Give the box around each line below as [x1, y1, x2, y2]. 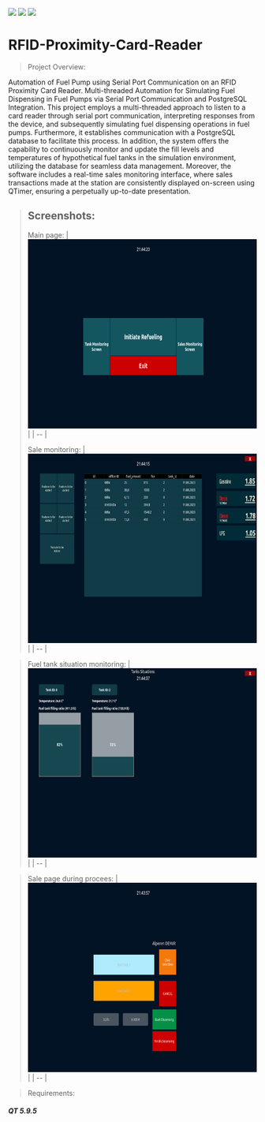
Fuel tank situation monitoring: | [27, 659, 131, 668]
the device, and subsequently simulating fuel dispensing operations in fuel [8, 119, 250, 129]
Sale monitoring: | [27, 444, 85, 454]
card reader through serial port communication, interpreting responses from [8, 110, 255, 120]
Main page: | [27, 230, 69, 240]
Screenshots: [27, 209, 96, 223]
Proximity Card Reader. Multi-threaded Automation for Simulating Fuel [8, 85, 235, 95]
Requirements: [27, 1088, 75, 1098]
